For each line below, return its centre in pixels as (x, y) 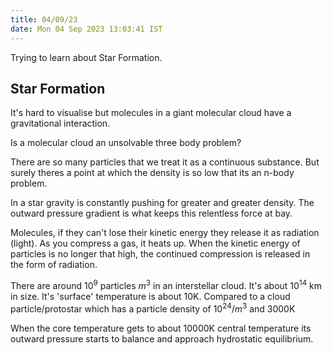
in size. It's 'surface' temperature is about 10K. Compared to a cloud (150, 296)
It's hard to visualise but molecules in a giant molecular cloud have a (151, 113)
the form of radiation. (54, 265)
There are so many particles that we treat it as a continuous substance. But (165, 162)
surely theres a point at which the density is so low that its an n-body (152, 173)
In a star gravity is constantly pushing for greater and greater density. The (162, 203)
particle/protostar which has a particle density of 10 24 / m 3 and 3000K (153, 308)
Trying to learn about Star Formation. (86, 57)
